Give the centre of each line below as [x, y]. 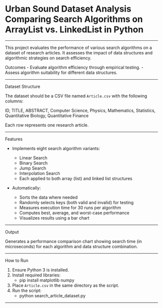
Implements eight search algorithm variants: [56, 148]
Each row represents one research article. [47, 125]
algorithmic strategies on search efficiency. [48, 58]
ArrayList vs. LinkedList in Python [74, 30]
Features [14, 139]
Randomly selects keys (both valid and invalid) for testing [76, 202]
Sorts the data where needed [49, 197]
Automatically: [26, 188]
